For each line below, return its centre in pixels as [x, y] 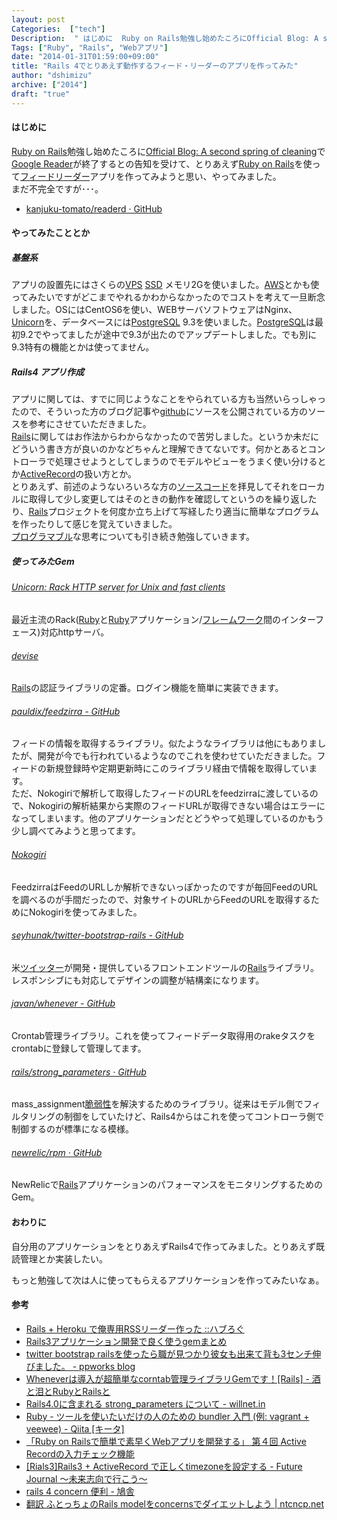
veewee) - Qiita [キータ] [75, 1428]
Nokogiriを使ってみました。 [85, 912]
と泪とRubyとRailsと [68, 1391]
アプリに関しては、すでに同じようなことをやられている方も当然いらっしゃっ [169, 399]
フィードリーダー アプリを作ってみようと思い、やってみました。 [151, 176]
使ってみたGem [43, 561]
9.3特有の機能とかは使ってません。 [83, 347]
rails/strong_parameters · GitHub [79, 1072]
